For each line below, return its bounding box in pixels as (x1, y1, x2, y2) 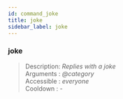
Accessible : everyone (24, 77, 89, 85)
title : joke (8, 17, 43, 24)
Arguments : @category (24, 69, 94, 77)
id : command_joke (8, 10, 59, 17)
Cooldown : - (24, 84, 64, 93)
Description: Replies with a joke (24, 62, 116, 70)
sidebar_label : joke (8, 23, 68, 30)
